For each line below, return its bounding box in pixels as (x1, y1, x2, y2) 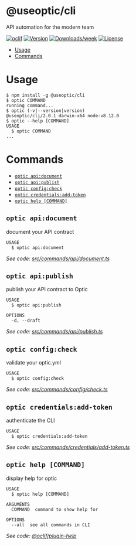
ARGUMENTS (6, 501, 30, 507)
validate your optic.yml (6, 359, 62, 366)
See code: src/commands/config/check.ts (6, 386, 108, 393)
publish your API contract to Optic (6, 286, 88, 293)
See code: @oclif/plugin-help (6, 532, 77, 539)
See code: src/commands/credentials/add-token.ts (6, 444, 130, 451)
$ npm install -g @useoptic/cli (6, 92, 85, 98)
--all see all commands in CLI (11, 522, 91, 528)
